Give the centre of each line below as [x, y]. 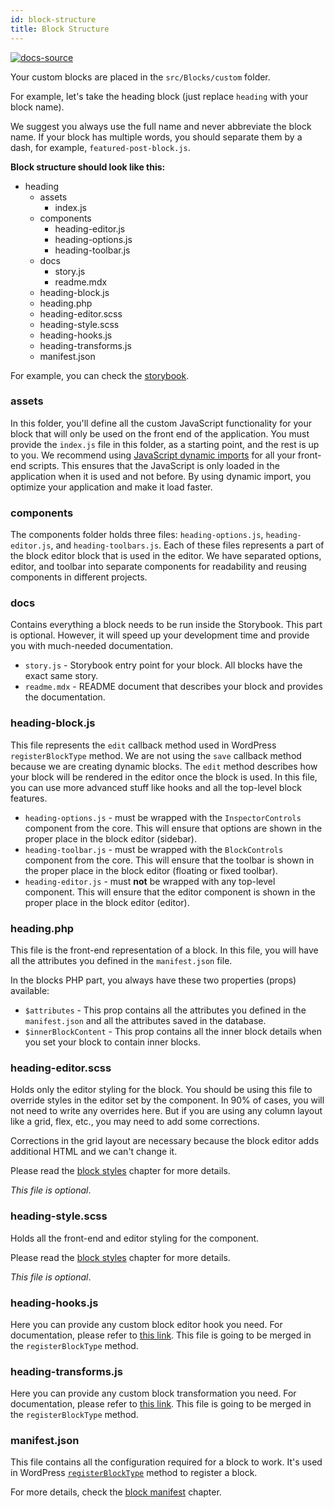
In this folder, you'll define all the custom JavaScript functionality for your [161, 423]
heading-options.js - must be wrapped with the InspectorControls [163, 817]
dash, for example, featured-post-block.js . [100, 147]
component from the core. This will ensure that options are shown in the [173, 828]
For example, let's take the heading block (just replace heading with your [159, 96]
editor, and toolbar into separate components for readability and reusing [158, 567]
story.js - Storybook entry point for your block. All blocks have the [163, 665]
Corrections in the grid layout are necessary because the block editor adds [165, 1141]
